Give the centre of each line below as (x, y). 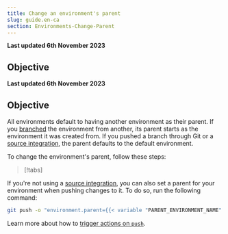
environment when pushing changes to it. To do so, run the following (104, 190)
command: (22, 198)
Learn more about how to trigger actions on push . (76, 223)
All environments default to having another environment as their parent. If (111, 121)
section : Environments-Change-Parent (61, 26)
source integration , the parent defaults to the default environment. (100, 143)
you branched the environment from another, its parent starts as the (103, 129)
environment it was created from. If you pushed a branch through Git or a (110, 136)
